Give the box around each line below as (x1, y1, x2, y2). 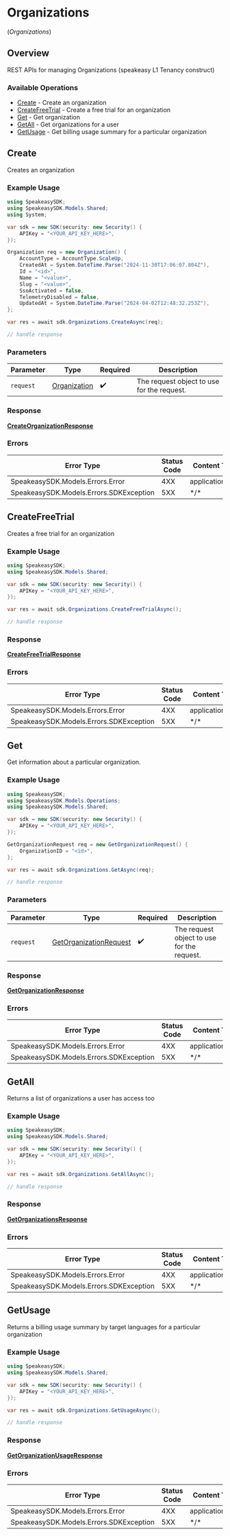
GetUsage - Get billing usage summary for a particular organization (16, 128, 207, 136)
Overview (7, 47, 50, 59)
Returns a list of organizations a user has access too (7, 1094, 155, 1103)
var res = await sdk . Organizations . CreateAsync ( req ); (7, 319, 164, 326)
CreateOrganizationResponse (7, 421, 94, 430)
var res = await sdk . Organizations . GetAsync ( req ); (7, 866, 155, 873)
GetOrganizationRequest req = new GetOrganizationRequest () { (7, 841, 188, 848)
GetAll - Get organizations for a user (16, 120, 120, 128)
